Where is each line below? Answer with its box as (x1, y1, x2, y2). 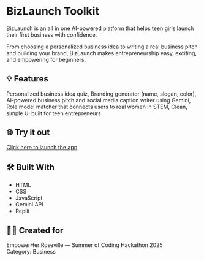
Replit (15, 207, 30, 215)
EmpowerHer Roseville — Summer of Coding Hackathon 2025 (6, 241, 164, 249)
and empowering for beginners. (6, 56, 86, 63)
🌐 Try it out (6, 127, 50, 138)
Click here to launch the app (6, 143, 78, 151)
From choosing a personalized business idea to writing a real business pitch (6, 43, 198, 50)
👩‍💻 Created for (6, 225, 64, 235)
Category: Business (6, 248, 56, 255)
